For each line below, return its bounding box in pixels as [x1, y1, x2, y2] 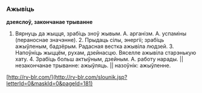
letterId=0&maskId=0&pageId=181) [6, 80, 93, 87]
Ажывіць [6, 5, 34, 13]
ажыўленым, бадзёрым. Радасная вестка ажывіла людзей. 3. [15, 43, 174, 50]
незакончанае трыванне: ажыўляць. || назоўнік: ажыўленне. [15, 62, 171, 69]
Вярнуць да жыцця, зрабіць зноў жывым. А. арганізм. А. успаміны [15, 30, 187, 37]
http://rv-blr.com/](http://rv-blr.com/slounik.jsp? [8, 74, 128, 81]
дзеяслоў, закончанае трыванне [6, 19, 93, 26]
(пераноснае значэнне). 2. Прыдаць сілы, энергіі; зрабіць [15, 37, 165, 44]
